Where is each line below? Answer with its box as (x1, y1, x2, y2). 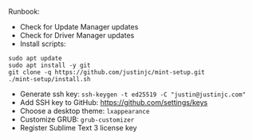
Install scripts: (19, 39, 66, 49)
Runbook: (8, 7, 40, 16)
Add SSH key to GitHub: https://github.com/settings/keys (19, 98, 208, 107)
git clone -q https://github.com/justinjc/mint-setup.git (8, 68, 205, 76)
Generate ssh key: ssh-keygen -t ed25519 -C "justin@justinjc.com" (19, 89, 246, 99)
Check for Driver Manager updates (19, 31, 135, 40)
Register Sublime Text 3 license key (19, 123, 137, 132)
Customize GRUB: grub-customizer (19, 115, 135, 124)
